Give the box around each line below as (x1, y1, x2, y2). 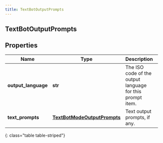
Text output (125, 108, 152, 114)
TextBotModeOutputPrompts (52, 114, 121, 121)
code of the (125, 70, 152, 76)
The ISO (125, 64, 144, 71)
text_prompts (7, 114, 39, 121)
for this (125, 88, 142, 95)
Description (125, 56, 153, 62)
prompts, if (125, 114, 150, 121)
